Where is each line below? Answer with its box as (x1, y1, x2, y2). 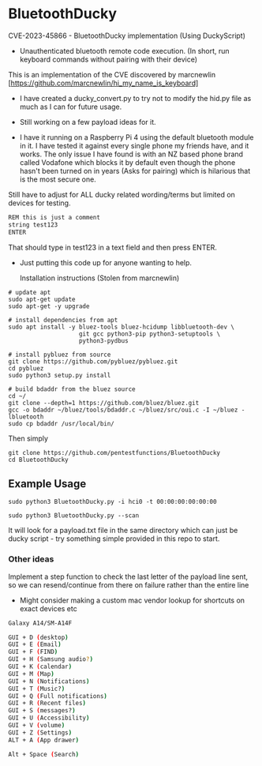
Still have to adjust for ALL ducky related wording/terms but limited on (8, 190, 235, 199)
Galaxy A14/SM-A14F (8, 619, 73, 627)
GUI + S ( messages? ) (8, 707, 77, 715)
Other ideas (8, 554, 54, 565)
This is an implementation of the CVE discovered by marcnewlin (8, 69, 215, 79)
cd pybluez (8, 364, 44, 372)
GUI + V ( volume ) (8, 722, 65, 730)
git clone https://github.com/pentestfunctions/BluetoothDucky (8, 449, 221, 456)
